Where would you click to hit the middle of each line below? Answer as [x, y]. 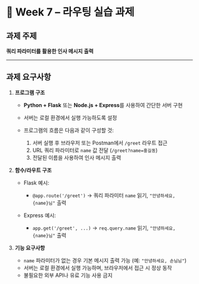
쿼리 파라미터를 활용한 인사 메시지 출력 [50, 51]
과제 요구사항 [29, 77]
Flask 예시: [36, 183]
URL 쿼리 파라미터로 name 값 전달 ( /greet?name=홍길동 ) [95, 150]
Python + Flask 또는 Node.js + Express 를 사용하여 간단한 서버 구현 [103, 105]
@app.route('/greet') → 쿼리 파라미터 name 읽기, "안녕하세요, [104, 195]
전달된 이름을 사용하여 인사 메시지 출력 [77, 157]
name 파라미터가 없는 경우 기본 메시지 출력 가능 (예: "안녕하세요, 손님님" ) [105, 260]
